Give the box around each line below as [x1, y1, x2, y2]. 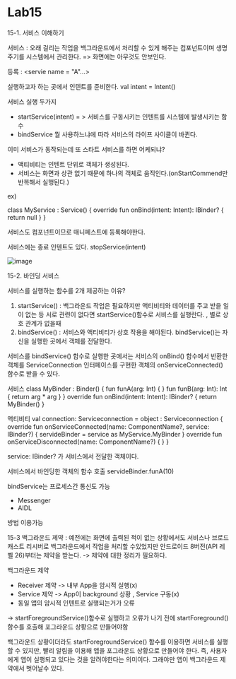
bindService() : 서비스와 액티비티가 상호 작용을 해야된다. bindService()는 [17, 328, 221, 336]
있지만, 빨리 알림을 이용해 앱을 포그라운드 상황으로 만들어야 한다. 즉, [22, 646, 208, 654]
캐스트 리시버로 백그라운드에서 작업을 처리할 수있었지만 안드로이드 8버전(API [7, 542, 218, 550]
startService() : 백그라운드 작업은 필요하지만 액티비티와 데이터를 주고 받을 [17, 301, 222, 309]
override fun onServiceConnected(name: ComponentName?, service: [7, 422, 210, 431]
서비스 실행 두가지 [7, 97, 57, 106]
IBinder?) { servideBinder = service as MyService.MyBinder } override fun [7, 430, 223, 438]
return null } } [7, 213, 46, 221]
